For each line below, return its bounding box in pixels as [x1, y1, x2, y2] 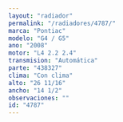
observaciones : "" [8, 94, 69, 102]
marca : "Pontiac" [8, 26, 66, 35]
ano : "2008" [8, 42, 48, 50]
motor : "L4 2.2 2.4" [8, 49, 77, 57]
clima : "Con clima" [8, 71, 73, 79]
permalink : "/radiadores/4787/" [8, 19, 116, 27]
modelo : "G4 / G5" [8, 34, 69, 43]
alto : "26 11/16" [8, 79, 66, 87]
